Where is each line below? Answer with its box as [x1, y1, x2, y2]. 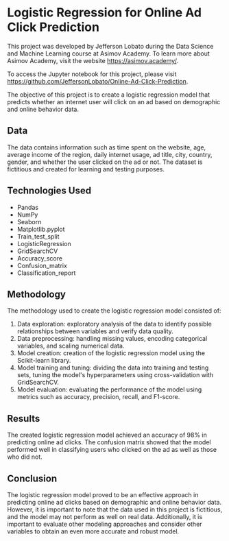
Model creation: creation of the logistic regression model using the [16, 349, 206, 357]
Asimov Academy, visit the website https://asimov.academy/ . [7, 56, 179, 64]
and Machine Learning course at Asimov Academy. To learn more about [7, 49, 210, 58]
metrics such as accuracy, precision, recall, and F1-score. [16, 393, 180, 401]
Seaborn [16, 217, 42, 226]
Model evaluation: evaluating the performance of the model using [16, 385, 202, 394]
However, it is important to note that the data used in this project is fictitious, [7, 505, 223, 514]
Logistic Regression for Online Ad [7, 5, 202, 21]
